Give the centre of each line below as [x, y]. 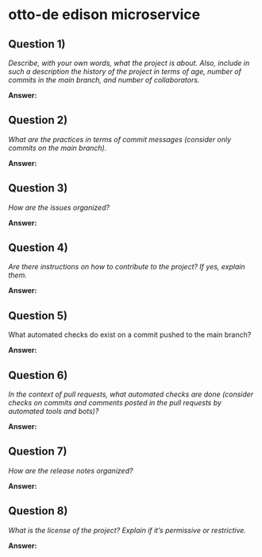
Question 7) [38, 452]
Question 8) [38, 511]
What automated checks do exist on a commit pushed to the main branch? [130, 335]
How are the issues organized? [59, 207]
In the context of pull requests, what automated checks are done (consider [131, 394]
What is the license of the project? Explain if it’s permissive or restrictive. [127, 530]
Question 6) [38, 375]
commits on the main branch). [58, 148]
